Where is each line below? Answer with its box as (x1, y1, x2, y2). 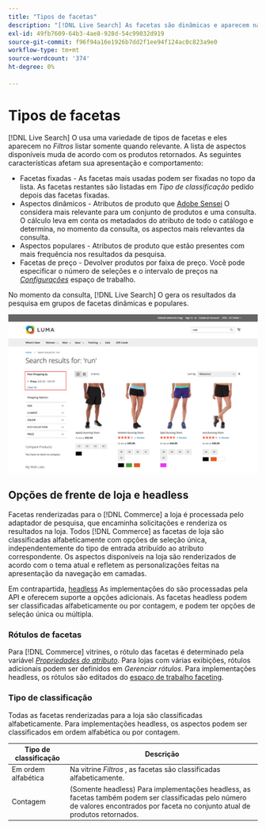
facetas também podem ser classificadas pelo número (70, 793, 247, 802)
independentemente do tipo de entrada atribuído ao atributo (8, 543, 204, 553)
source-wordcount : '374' (8, 55, 90, 63)
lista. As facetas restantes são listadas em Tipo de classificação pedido (19, 182, 255, 191)
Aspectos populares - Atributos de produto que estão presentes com (19, 240, 245, 250)
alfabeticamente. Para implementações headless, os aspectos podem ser (8, 719, 248, 728)
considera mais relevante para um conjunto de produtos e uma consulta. (19, 207, 256, 217)
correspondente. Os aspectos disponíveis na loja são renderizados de (8, 551, 237, 561)
